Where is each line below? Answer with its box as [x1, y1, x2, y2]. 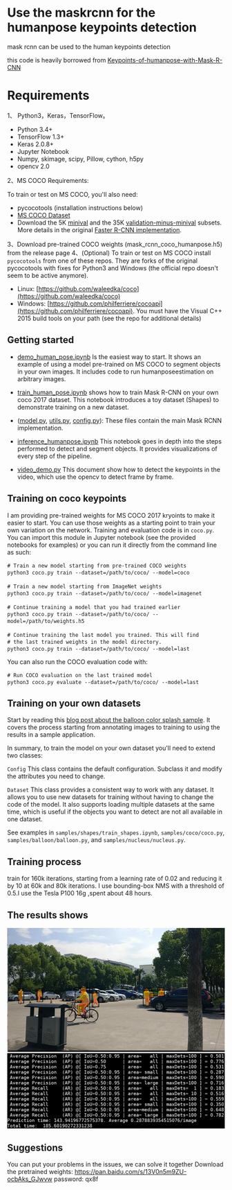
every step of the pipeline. [17, 452, 92, 460]
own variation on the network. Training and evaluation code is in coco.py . [7, 525, 215, 534]
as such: [7, 548, 32, 556]
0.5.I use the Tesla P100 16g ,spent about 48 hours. [7, 889, 153, 898]
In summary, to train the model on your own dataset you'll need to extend [7, 744, 215, 753]
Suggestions [7, 1141, 64, 1153]
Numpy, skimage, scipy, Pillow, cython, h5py [17, 155, 144, 163]
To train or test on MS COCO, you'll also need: [7, 190, 138, 198]
